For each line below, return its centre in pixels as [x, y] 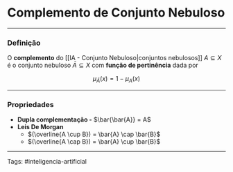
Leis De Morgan [40, 127]
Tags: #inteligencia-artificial [47, 162]
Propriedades [31, 104]
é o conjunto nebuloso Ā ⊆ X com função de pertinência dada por [103, 65]
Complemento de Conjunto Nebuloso [116, 13]
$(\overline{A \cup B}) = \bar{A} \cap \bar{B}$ [94, 134]
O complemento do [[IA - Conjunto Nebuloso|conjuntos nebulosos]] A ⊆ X [114, 58]
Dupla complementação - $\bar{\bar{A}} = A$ [84, 120]
